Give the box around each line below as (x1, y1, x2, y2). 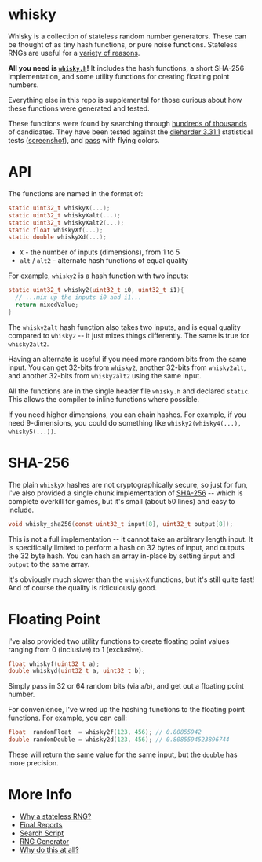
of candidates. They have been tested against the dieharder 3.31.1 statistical (8, 127, 253, 137)
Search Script (19, 828, 64, 838)
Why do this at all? (19, 845, 80, 854)
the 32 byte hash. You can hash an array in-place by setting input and (8, 551, 235, 561)
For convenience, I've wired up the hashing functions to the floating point (8, 705, 246, 714)
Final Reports (19, 820, 63, 829)
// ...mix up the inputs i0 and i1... (15, 294, 143, 301)
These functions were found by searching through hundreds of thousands (8, 119, 247, 128)
